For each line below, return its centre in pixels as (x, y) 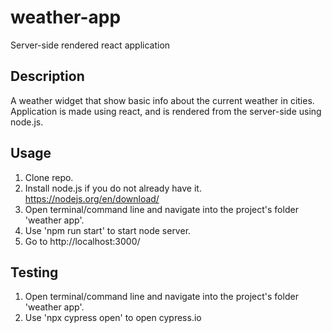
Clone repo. (49, 177)
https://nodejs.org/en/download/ (92, 198)
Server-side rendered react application (90, 45)
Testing (34, 272)
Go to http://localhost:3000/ (82, 241)
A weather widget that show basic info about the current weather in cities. (162, 100)
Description (47, 76)
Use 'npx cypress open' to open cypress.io (113, 318)
